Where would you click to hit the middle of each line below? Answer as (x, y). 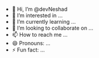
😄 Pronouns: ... (31, 43)
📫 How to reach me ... (40, 35)
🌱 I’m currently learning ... (44, 22)
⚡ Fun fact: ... (28, 50)
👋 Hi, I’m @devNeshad (40, 9)
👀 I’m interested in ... (37, 15)
